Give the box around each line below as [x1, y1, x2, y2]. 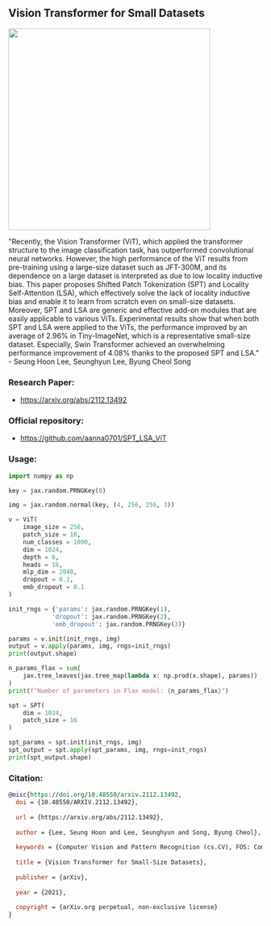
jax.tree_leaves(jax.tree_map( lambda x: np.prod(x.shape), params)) [23, 672, 258, 680]
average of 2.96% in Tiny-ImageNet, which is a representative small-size [8, 331, 252, 340]
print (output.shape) [8, 649, 78, 658]
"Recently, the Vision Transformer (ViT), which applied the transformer [8, 236, 244, 246]
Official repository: [8, 415, 85, 427]
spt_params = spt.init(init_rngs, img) [8, 738, 143, 747]
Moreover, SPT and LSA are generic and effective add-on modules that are [8, 305, 257, 315]
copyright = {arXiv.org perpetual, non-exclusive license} [15, 903, 219, 911]
